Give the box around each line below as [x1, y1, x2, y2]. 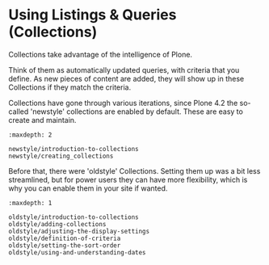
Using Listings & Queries [8, 6, 177, 24]
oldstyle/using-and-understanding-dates [8, 248, 147, 256]
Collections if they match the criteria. [8, 82, 132, 92]
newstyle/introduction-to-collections [8, 145, 139, 153]
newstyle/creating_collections [8, 152, 114, 160]
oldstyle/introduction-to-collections [8, 212, 139, 221]
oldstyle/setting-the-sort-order [8, 241, 121, 250]
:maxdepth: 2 [8, 131, 53, 139]
